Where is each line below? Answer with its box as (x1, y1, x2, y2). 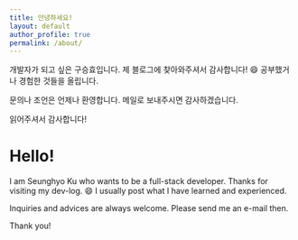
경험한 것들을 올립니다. (18, 76, 99, 87)
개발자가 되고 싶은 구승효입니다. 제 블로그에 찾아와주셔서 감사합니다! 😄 (9, 64, 259, 75)
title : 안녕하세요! (9, 13, 73, 23)
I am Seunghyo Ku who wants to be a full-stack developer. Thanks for (9, 176, 269, 187)
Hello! (9, 146, 55, 167)
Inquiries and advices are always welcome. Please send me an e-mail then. (9, 203, 289, 214)
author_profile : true (9, 30, 91, 39)
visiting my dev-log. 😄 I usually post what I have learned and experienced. (9, 186, 287, 197)
